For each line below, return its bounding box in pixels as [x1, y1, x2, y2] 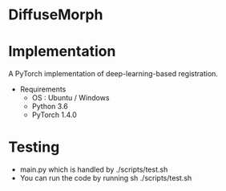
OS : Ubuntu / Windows [31, 93, 110, 103]
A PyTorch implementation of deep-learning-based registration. [8, 69, 219, 79]
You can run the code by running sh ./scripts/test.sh [19, 173, 192, 183]
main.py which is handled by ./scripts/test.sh [19, 165, 168, 174]
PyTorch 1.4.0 [31, 110, 78, 120]
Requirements [19, 84, 67, 94]
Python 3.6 [31, 102, 68, 112]
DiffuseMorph [8, 6, 103, 24]
